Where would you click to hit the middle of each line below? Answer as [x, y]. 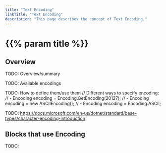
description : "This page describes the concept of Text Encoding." [76, 19]
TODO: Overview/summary [33, 74]
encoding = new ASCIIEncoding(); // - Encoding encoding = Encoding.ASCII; [83, 104]
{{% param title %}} [47, 43]
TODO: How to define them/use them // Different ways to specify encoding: [82, 93]
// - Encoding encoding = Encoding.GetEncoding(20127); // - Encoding [77, 98]
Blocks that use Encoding [45, 134]
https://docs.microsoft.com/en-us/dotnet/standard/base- [79, 113]
